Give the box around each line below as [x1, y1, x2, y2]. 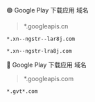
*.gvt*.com [6, 88, 38, 95]
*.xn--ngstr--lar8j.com [6, 35, 76, 42]
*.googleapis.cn [23, 22, 69, 30]
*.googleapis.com [23, 75, 74, 83]
